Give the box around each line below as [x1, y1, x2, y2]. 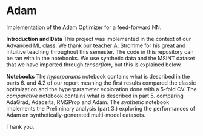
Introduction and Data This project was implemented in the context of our [6, 35, 191, 42]
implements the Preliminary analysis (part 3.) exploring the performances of [6, 105, 196, 112]
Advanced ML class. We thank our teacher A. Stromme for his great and [6, 42, 186, 49]
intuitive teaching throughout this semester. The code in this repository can [6, 48, 194, 55]
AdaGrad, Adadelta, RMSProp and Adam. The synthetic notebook [6, 98, 170, 106]
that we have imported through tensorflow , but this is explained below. [6, 61, 182, 68]
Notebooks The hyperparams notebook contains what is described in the [6, 73, 190, 80]
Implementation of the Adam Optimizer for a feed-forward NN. [6, 24, 162, 31]
